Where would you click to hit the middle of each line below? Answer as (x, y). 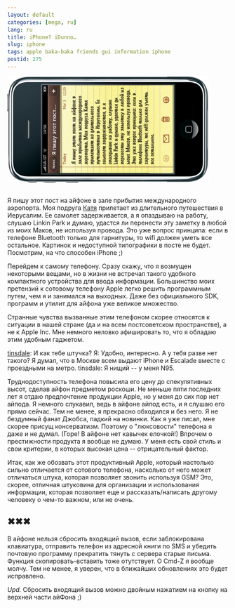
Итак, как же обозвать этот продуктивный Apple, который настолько (110, 462)
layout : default (31, 15)
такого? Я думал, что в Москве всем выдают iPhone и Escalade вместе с (116, 360)
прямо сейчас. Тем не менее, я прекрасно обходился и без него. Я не (113, 411)
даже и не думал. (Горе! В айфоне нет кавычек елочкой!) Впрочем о (110, 434)
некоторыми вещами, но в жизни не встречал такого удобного (102, 273)
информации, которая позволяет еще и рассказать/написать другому (112, 492)
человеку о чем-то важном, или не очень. (71, 499)
